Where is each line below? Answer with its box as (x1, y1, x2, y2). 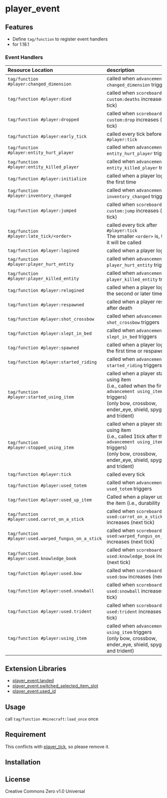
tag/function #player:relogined (7, 288, 84, 293)
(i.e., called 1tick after (106, 433, 158, 440)
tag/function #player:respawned (7, 302, 84, 308)
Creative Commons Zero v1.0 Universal (5, 788, 85, 794)
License (5, 775, 30, 784)
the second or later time (106, 290, 163, 297)
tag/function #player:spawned (7, 345, 80, 351)
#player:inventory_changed (7, 193, 72, 199)
